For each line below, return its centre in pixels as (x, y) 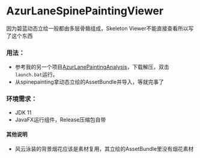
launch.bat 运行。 (36, 75)
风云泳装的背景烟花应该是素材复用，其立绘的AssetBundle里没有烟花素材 (104, 148)
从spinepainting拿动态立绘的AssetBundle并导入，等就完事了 (89, 82)
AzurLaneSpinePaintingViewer (85, 11)
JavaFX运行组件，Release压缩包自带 (60, 119)
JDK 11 (23, 113)
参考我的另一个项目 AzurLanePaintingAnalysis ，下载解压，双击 (92, 67)
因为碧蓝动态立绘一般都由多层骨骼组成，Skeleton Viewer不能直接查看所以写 (100, 28)
